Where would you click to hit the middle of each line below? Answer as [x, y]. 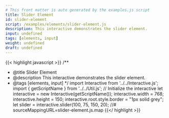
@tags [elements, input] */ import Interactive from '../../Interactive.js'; [86, 83]
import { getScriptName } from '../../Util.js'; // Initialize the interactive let [88, 88]
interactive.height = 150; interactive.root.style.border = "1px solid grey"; [88, 99]
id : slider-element [26, 19]
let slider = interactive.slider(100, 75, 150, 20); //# [65, 104]
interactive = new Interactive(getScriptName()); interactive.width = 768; [88, 94]
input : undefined [24, 34]
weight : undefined [25, 43]
